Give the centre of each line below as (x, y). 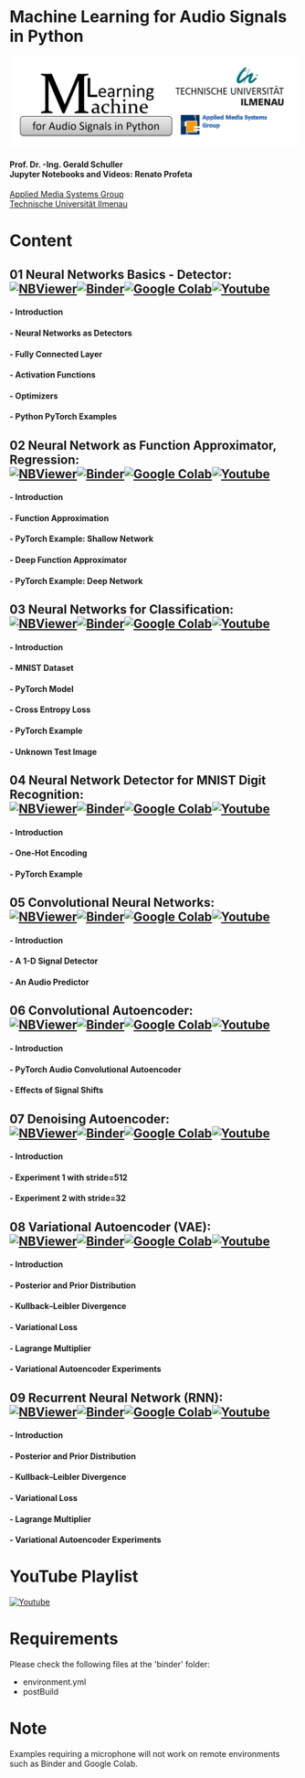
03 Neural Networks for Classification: (122, 610)
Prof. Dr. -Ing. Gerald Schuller (66, 164)
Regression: (45, 459)
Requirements (64, 1639)
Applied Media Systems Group (67, 195)
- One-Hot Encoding (48, 853)
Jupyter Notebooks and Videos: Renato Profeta (101, 174)
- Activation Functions (53, 375)
